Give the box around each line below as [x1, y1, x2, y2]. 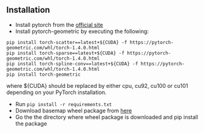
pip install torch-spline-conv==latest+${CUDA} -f [6, 60, 138, 66]
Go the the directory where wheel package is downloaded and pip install [15, 113, 198, 121]
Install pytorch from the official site [15, 21, 104, 28]
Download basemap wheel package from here [15, 107, 132, 114]
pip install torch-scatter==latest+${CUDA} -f [6, 39, 127, 45]
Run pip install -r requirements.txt [15, 100, 112, 107]
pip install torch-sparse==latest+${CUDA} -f [6, 50, 124, 56]
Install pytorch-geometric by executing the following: [15, 27, 149, 35]
